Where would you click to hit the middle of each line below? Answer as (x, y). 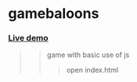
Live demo (28, 38)
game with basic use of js (88, 55)
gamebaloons (54, 14)
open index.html (92, 70)
